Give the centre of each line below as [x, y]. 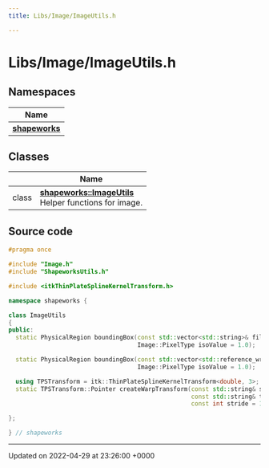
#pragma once [30, 250]
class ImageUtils [37, 315]
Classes [29, 157]
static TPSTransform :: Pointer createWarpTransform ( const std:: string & [136, 389]
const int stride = [223, 404]
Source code [41, 231]
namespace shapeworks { [48, 301]
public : [21, 330]
